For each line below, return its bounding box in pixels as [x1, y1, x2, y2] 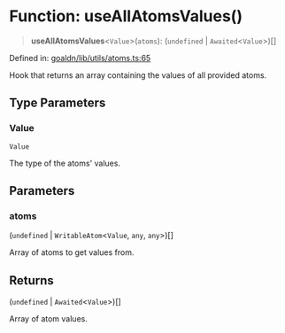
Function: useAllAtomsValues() [9, 6, 243, 27]
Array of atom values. [9, 314, 89, 324]
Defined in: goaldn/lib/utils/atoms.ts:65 [9, 52, 151, 63]
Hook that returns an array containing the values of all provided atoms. [9, 69, 267, 81]
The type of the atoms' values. [9, 158, 121, 168]
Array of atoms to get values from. [9, 247, 135, 258]
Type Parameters [9, 96, 106, 111]
